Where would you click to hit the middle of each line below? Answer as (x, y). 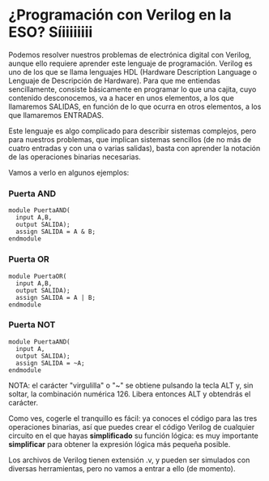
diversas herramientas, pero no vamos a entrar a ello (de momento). (122, 468)
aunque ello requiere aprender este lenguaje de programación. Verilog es (130, 63)
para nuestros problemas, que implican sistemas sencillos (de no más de (130, 139)
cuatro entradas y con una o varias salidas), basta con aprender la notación (134, 148)
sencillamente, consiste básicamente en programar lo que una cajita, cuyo (132, 89)
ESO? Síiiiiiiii (51, 32)
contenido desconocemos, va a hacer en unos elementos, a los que (122, 97)
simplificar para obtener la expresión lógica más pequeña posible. (120, 444)
